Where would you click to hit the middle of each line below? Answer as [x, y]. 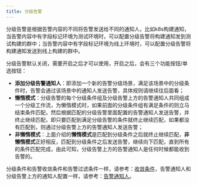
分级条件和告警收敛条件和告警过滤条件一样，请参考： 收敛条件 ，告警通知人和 [98, 169]
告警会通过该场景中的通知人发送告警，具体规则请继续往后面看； [107, 90]
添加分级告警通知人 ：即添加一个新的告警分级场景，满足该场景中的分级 [99, 83]
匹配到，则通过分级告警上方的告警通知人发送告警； [81, 127]
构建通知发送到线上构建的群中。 [45, 51]
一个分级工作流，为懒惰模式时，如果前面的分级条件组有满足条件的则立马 [102, 105]
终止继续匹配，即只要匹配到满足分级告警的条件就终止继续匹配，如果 [97, 119]
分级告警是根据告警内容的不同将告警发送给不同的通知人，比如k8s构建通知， [98, 29]
